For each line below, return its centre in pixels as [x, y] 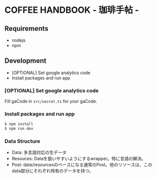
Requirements [26, 28]
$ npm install [19, 124]
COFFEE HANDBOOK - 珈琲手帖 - [72, 10]
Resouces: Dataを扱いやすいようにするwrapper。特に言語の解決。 [79, 159]
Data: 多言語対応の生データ [39, 153]
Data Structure [22, 141]
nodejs [18, 40]
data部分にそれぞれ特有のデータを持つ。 [52, 171]
